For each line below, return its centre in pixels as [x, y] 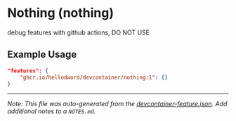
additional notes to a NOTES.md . [52, 111]
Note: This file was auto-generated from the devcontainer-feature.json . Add [117, 104]
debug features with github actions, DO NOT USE [78, 32]
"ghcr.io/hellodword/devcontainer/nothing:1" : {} [94, 77]
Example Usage [42, 55]
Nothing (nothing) [61, 13]
